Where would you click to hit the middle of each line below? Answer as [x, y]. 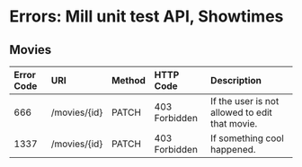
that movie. [234, 123]
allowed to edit [241, 112]
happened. [233, 149]
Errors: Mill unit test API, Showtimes [147, 17]
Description [236, 80]
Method [129, 80]
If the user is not [245, 101]
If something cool [248, 138]
